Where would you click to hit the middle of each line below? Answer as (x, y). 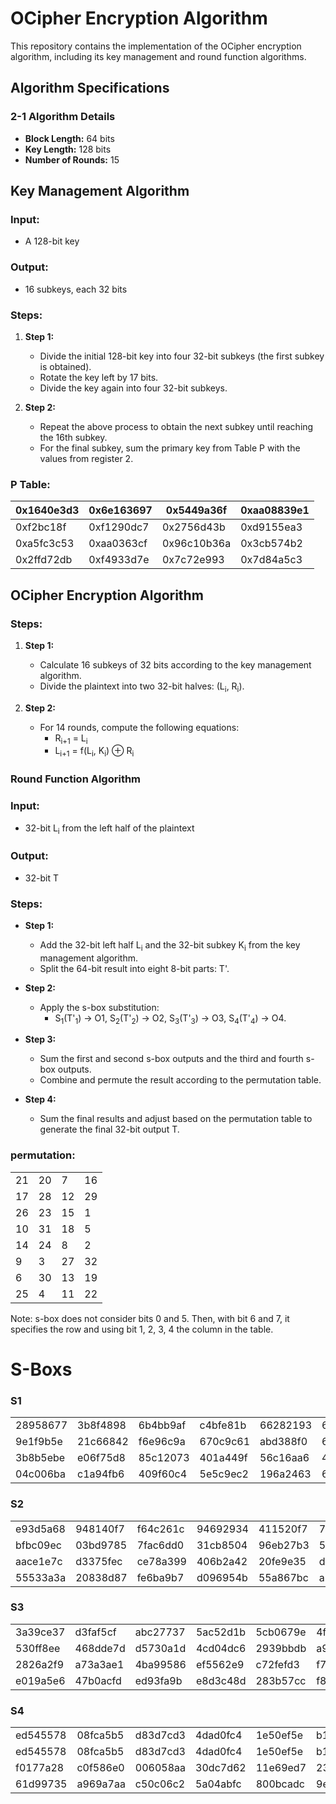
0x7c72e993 (193, 560)
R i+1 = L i (71, 739)
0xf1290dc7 (119, 527)
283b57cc (281, 1680)
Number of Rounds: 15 (72, 159)
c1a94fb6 (101, 1474)
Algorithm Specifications (90, 88)
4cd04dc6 (221, 1648)
